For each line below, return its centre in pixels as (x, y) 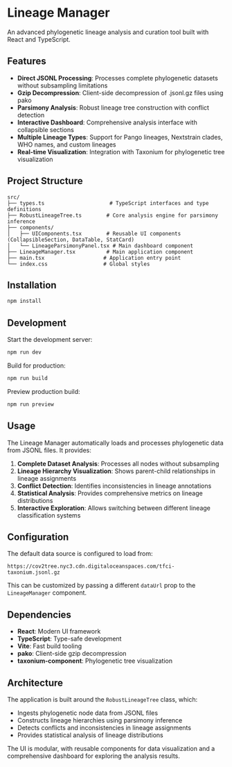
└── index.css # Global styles (79, 264)
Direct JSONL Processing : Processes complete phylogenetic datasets (117, 78)
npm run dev (24, 352)
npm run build (28, 378)
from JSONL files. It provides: (50, 450)
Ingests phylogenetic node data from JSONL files (87, 713)
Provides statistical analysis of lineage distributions (90, 735)
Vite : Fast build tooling (50, 646)
